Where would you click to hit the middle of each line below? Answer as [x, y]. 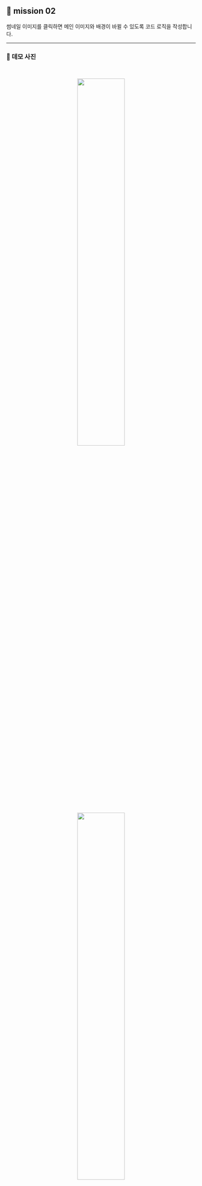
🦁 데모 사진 [21, 57]
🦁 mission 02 [31, 11]
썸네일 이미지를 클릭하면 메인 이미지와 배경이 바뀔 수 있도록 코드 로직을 [89, 26]
